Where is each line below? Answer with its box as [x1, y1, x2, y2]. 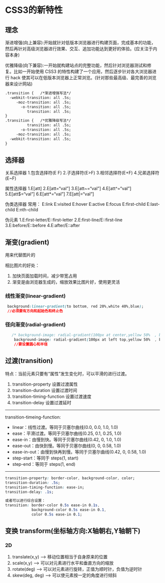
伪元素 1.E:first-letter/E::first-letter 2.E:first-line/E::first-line [5, 217, 123, 223]
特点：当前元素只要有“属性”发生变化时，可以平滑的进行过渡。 [5, 370, 130, 377]
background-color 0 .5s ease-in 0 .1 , [31, 508, 107, 513]
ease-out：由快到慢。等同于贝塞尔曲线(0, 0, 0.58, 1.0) [12, 443, 121, 449]
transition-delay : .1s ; [5, 489, 54, 494]
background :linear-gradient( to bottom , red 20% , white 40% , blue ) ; [7, 304, 144, 309]
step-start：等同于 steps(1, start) [12, 455, 79, 461]
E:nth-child [16, 207, 38, 213]
